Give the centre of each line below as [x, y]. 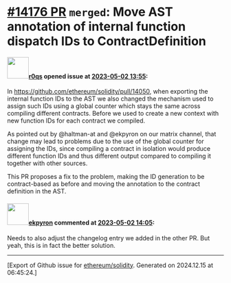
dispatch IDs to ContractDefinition [107, 41]
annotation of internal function [97, 27]
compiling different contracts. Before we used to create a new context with [113, 114]
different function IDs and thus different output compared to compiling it [109, 156]
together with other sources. [47, 163]
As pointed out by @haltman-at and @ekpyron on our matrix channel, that [112, 134]
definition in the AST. [37, 191]
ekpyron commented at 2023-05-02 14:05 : [91, 222]
